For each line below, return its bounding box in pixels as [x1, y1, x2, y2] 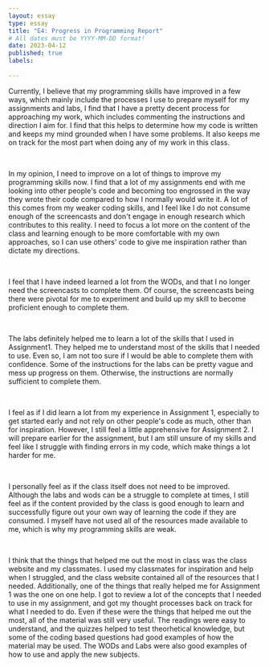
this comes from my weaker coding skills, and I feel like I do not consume [8, 203, 251, 212]
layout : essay [8, 11, 56, 20]
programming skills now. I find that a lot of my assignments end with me [8, 177, 246, 187]
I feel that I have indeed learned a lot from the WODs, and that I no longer [8, 277, 251, 286]
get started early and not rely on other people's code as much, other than [8, 416, 251, 426]
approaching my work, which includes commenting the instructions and [8, 112, 246, 121]
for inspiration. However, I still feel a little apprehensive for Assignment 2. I [8, 424, 255, 434]
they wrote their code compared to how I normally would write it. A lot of [8, 194, 248, 204]
